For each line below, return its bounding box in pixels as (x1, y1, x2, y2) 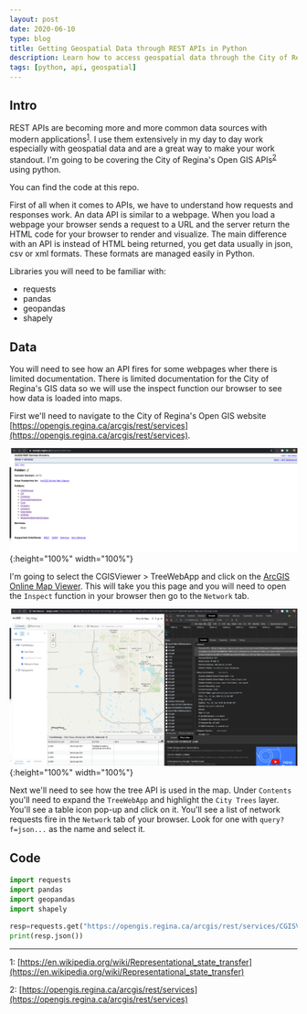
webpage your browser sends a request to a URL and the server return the (9, 219, 291, 230)
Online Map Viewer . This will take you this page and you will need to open (9, 581, 287, 592)
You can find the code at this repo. (9, 182, 140, 193)
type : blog (9, 34, 51, 43)
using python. (9, 165, 61, 176)
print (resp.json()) (9, 932, 84, 941)
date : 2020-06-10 (9, 24, 76, 34)
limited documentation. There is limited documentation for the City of (9, 373, 270, 384)
